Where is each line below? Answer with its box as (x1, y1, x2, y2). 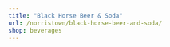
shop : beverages (8, 26, 62, 34)
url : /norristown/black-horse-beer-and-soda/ (8, 19, 162, 27)
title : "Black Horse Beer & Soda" (8, 11, 124, 20)
